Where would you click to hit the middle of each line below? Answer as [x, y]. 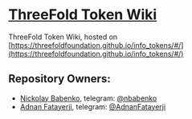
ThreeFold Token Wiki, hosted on [63, 37]
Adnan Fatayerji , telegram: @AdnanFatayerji [93, 106]
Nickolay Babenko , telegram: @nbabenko [88, 98]
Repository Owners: [59, 79]
